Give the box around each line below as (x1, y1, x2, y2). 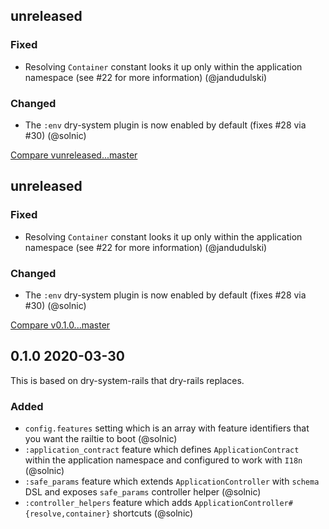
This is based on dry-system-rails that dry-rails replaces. (10, 374, 245, 386)
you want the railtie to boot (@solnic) (24, 433, 178, 445)
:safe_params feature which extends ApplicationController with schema (24, 475, 320, 488)
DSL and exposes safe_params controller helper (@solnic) (24, 486, 262, 498)
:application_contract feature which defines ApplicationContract (24, 444, 300, 456)
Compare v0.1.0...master (10, 319, 111, 331)
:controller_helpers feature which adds (24, 497, 193, 509)
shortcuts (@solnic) (112, 507, 194, 519)
